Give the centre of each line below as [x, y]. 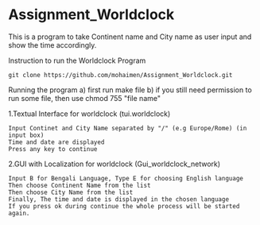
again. [19, 213]
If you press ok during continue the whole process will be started [124, 206]
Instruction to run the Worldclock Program [77, 60]
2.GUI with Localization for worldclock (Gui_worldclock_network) [114, 164]
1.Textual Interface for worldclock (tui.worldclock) [89, 114]
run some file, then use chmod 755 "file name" [85, 98]
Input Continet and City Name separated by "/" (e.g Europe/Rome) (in [128, 128]
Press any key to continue [53, 149]
